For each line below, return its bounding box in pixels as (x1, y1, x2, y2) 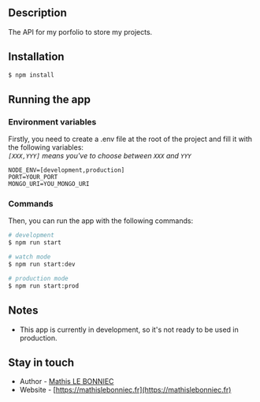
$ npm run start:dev (8, 260, 76, 269)
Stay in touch (8, 355, 75, 369)
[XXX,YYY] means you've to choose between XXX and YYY (8, 151, 191, 161)
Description (8, 6, 67, 20)
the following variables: (8, 143, 84, 152)
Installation (8, 50, 65, 64)
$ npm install (8, 71, 55, 79)
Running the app (8, 92, 91, 106)
